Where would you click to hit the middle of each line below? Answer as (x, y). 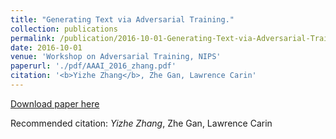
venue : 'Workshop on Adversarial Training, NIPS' (116, 57)
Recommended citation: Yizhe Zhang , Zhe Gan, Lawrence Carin (141, 123)
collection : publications (64, 29)
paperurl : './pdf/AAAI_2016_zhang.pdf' (93, 66)
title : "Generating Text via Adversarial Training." (122, 19)
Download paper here (55, 103)
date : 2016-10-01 (46, 47)
